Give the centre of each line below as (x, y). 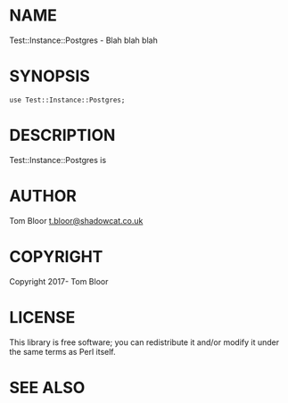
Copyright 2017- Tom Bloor (59, 281)
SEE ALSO (47, 387)
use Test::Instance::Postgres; (67, 100)
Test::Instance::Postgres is (58, 160)
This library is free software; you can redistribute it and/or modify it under (144, 342)
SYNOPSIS (50, 76)
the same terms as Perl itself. (62, 351)
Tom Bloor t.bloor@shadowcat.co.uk (76, 220)
